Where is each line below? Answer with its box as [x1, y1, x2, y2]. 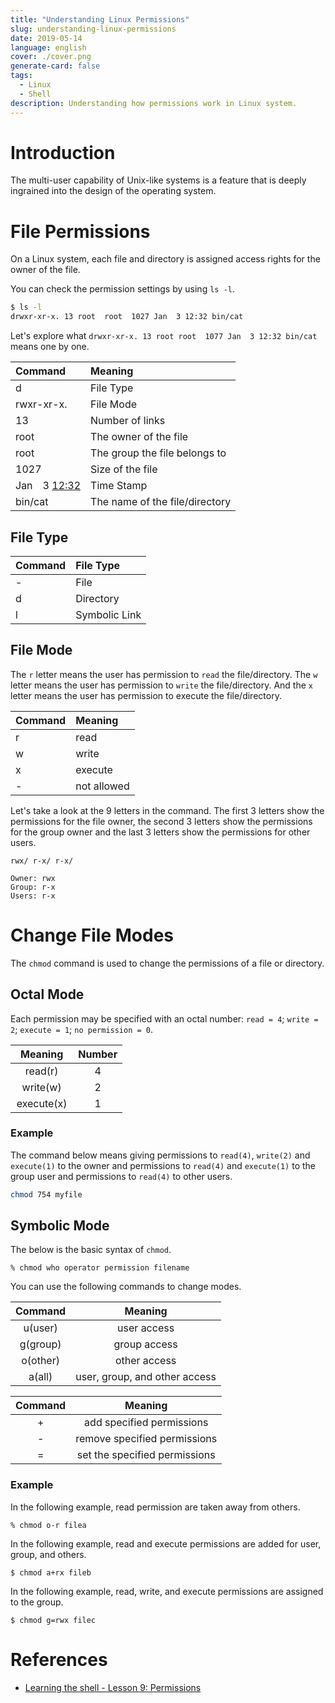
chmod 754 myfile [10, 1189, 83, 1200]
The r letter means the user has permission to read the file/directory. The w [10, 668, 318, 680]
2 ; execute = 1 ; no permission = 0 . [10, 1023, 154, 1035]
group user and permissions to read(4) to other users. [10, 1170, 233, 1182]
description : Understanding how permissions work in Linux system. [10, 98, 298, 108]
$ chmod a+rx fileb [10, 1567, 92, 1578]
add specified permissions [84, 1416, 209, 1430]
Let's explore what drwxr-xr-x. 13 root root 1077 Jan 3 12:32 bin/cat [10, 330, 318, 342]
